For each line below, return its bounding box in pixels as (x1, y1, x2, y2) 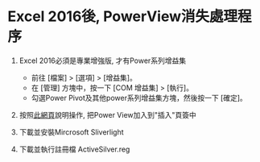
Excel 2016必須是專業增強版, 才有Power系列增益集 (19, 56, 187, 65)
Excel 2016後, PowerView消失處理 (7, 7, 238, 26)
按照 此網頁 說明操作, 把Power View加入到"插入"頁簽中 (19, 110, 196, 119)
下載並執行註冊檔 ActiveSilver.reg (19, 144, 130, 154)
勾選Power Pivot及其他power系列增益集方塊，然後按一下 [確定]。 (31, 93, 247, 102)
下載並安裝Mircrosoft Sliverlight (19, 127, 124, 137)
